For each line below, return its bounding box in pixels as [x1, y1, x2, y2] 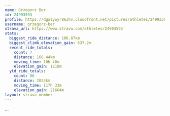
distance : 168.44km [14, 54, 55, 60]
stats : [5, 31, 19, 36]
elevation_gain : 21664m [14, 87, 64, 93]
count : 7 [14, 50, 32, 55]
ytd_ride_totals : [9, 69, 46, 74]
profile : [5, 17, 23, 22]
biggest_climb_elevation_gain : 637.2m [9, 41, 92, 46]
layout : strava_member [5, 92, 53, 97]
